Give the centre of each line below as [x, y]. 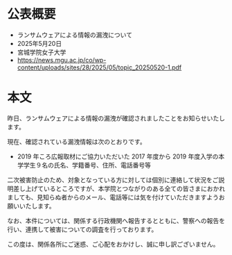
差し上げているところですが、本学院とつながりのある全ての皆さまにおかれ [119, 188]
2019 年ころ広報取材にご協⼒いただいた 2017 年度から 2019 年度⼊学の [118, 156]
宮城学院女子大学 [42, 52]
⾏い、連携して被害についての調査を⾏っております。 [82, 229]
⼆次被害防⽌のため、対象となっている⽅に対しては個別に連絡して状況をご [113, 180]
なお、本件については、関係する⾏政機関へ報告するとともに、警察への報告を [116, 220]
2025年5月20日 [39, 43]
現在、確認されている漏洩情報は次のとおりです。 [77, 141]
